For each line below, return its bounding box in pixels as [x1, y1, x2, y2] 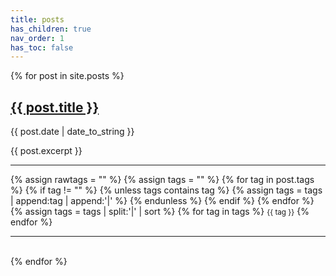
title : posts [10, 14, 65, 25]
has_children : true [10, 24, 92, 34]
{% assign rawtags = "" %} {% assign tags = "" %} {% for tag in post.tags [10, 174, 315, 186]
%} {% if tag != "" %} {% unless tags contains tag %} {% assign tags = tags [10, 184, 323, 196]
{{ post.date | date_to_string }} [10, 126, 135, 138]
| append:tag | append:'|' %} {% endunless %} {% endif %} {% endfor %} [10, 195, 315, 207]
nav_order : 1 [10, 33, 65, 43]
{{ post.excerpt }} [10, 145, 83, 157]
